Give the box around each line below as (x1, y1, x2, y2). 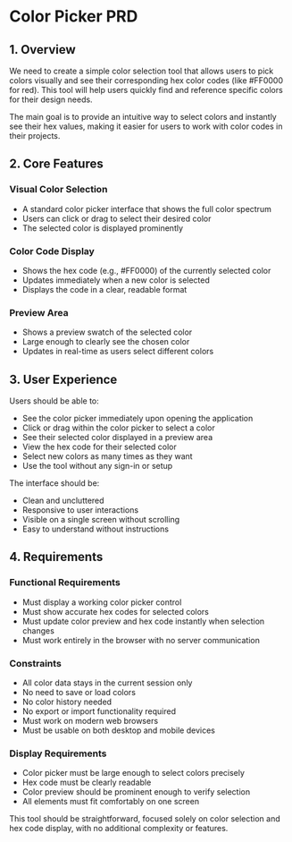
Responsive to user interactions (21, 505, 139, 515)
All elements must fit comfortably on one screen (21, 796, 199, 807)
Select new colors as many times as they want (21, 451, 194, 462)
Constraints (9, 657, 63, 669)
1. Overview (9, 42, 76, 57)
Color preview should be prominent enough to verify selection (21, 787, 251, 797)
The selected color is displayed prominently (21, 222, 184, 234)
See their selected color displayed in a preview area (21, 432, 213, 443)
